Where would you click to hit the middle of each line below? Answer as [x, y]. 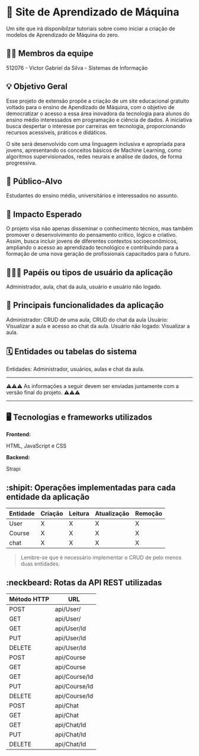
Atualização [112, 514]
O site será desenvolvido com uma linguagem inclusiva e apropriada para [96, 144]
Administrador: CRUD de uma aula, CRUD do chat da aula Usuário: [87, 319]
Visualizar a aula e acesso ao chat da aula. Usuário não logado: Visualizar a [98, 326]
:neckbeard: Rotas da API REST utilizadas [84, 582]
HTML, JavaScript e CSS [36, 446]
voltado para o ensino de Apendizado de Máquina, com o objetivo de [90, 107]
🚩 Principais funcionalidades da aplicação [85, 305]
